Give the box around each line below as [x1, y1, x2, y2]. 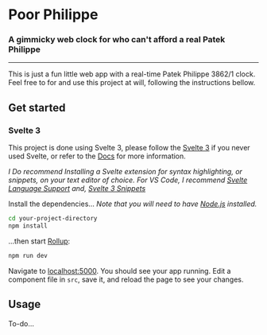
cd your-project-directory [8, 215, 98, 223]
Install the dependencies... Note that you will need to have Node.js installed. [8, 199, 257, 208]
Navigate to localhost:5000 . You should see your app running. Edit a [8, 266, 231, 275]
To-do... [8, 318, 34, 328]
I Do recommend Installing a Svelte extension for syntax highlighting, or [8, 167, 242, 177]
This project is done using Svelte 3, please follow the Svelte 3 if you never [8, 143, 250, 153]
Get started [8, 101, 66, 115]
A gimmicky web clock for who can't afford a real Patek [8, 34, 226, 45]
